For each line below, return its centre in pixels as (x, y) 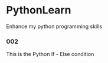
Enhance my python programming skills (54, 26)
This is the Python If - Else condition (50, 54)
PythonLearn (39, 10)
